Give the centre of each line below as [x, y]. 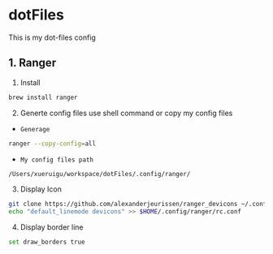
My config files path [56, 160]
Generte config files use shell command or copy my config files [126, 113]
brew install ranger [43, 97]
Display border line [52, 227]
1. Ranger [32, 63]
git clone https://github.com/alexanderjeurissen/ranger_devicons [123, 204]
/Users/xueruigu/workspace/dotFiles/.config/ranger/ [100, 174]
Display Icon [41, 189]
